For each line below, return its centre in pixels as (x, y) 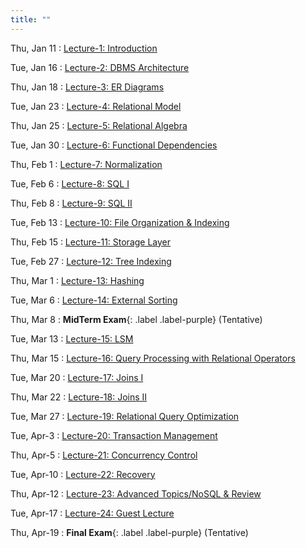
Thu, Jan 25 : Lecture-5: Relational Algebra (99, 125)
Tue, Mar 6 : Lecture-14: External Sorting (94, 300)
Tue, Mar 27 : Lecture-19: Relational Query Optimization (125, 416)
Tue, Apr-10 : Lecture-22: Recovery (83, 474)
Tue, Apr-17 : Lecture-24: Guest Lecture (92, 513)
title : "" (31, 19)
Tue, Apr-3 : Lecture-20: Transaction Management (114, 435)
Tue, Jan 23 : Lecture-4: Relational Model (96, 106)
